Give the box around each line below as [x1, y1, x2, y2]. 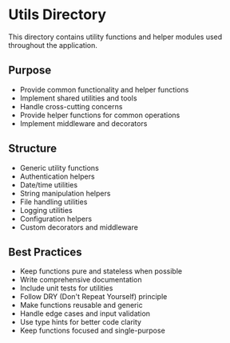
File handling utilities [19, 197, 88, 207]
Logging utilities [19, 205, 73, 215]
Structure [8, 142, 57, 156]
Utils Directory [8, 6, 106, 24]
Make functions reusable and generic [19, 301, 143, 310]
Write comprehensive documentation [19, 275, 142, 285]
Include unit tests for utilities [19, 283, 113, 293]
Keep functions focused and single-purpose [19, 325, 165, 336]
